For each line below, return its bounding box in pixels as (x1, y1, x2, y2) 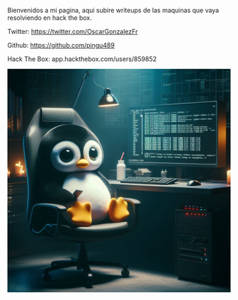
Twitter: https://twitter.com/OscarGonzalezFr (7, 28, 138, 35)
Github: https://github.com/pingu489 (7, 41, 115, 49)
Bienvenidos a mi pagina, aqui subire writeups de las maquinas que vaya (7, 6, 220, 14)
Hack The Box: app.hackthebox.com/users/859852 (7, 55, 157, 63)
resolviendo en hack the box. (7, 13, 92, 22)
